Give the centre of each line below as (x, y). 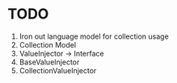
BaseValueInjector (49, 62)
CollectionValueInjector (58, 70)
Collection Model (48, 44)
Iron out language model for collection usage (94, 36)
